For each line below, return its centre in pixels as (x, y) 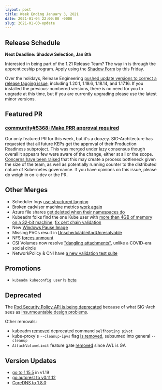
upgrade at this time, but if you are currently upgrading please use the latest (81, 94)
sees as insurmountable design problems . (47, 312)
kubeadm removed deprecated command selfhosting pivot (72, 331)
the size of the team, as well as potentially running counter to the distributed (81, 164)
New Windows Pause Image (40, 227)
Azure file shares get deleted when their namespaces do (68, 212)
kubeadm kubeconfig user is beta (44, 280)
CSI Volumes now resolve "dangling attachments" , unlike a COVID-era (82, 243)
